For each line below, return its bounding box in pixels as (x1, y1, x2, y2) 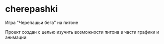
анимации (5, 34, 26, 40)
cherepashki (5, 3, 58, 15)
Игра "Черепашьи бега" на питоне (5, 20, 79, 25)
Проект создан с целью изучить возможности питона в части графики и (5, 29, 159, 35)
